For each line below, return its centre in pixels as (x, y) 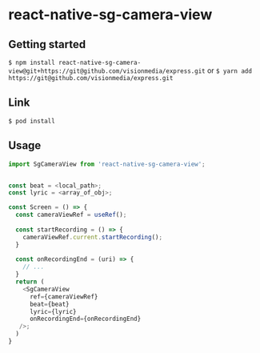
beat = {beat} (49, 304)
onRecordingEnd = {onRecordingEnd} (85, 319)
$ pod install (32, 121)
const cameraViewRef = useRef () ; (71, 215)
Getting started (47, 44)
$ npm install (32, 62)
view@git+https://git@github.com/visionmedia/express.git (107, 71)
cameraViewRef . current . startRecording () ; (92, 237)
